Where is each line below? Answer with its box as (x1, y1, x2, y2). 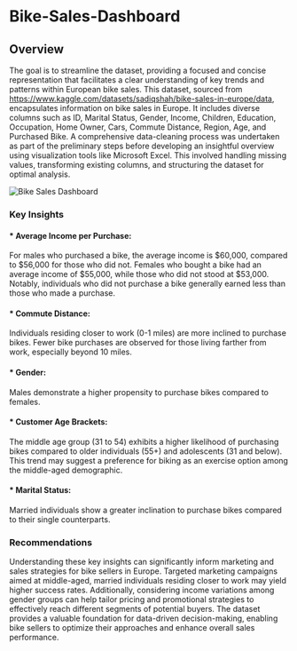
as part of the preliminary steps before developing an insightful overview (9, 140, 275, 151)
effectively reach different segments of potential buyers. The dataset (9, 604, 261, 615)
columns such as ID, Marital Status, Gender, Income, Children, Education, (9, 113, 277, 123)
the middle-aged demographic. (9, 464, 123, 475)
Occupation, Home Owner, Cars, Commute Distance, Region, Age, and (9, 122, 267, 132)
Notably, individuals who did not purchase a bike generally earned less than (9, 278, 286, 290)
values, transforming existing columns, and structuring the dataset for (9, 160, 264, 170)
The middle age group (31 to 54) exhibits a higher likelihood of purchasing (9, 436, 279, 447)
